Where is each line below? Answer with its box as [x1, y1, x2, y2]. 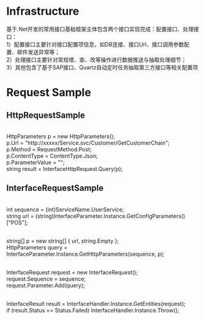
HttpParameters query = [6, 243, 68, 251]
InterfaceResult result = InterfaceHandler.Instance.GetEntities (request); [6, 300, 186, 307]
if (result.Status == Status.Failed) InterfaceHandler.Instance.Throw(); [6, 307, 179, 314]
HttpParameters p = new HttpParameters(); [6, 132, 115, 140]
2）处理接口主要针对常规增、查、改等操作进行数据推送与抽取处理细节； [6, 56, 187, 63]
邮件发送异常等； [17, 48, 60, 56]
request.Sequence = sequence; [6, 275, 86, 283]
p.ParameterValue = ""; [6, 158, 65, 166]
